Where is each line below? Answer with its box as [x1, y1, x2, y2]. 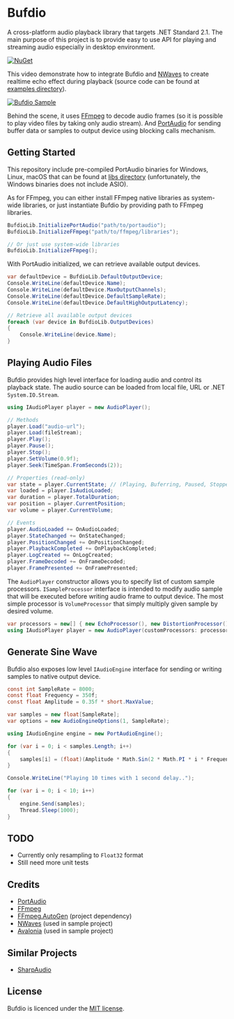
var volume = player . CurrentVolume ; [7, 507, 114, 514]
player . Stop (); [7, 449, 52, 456]
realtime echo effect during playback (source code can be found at [7, 77, 200, 85]
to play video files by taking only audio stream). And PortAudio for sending [7, 118, 221, 127]
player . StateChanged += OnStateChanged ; [7, 532, 127, 539]
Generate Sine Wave [7, 646, 97, 658]
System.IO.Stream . [7, 390, 59, 399]
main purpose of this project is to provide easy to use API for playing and [7, 35, 217, 43]
